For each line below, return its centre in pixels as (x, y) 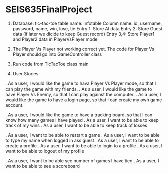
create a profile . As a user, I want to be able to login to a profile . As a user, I (84, 146)
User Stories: (26, 73)
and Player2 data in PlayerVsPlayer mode (55, 39)
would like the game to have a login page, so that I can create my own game (84, 100)
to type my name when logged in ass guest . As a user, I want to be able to (82, 140)
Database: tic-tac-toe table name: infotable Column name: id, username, (87, 23)
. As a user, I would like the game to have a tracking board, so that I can (79, 115)
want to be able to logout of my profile (45, 151)
